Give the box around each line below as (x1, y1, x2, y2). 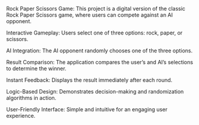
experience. (6, 112, 36, 119)
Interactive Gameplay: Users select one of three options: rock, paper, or (6, 29, 183, 36)
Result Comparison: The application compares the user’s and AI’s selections (6, 59, 193, 65)
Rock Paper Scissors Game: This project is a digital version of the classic (6, 5, 186, 12)
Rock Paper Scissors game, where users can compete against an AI (6, 11, 173, 18)
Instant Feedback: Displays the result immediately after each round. (6, 77, 173, 83)
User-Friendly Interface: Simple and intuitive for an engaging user (6, 106, 168, 112)
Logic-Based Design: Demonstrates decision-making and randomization (6, 88, 184, 95)
